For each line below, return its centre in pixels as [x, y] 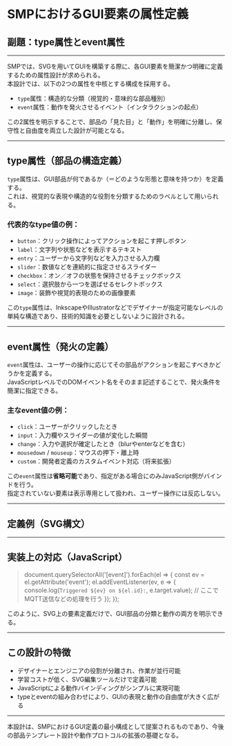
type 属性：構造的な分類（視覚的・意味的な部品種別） [93, 98]
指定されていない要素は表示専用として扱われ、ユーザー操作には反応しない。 [116, 493]
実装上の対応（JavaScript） [67, 557]
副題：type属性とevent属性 [66, 42]
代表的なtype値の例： [43, 224]
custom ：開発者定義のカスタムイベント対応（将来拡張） [96, 461]
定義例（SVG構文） [49, 524]
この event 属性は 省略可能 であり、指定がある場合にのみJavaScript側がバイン [115, 476]
